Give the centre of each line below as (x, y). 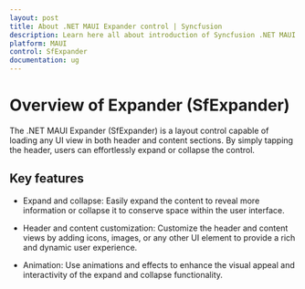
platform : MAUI (38, 43)
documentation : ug (44, 60)
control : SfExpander (49, 52)
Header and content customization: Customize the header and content (155, 228)
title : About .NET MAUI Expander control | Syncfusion (116, 26)
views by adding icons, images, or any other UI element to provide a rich (159, 237)
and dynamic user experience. (80, 247)
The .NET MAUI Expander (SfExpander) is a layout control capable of (139, 130)
